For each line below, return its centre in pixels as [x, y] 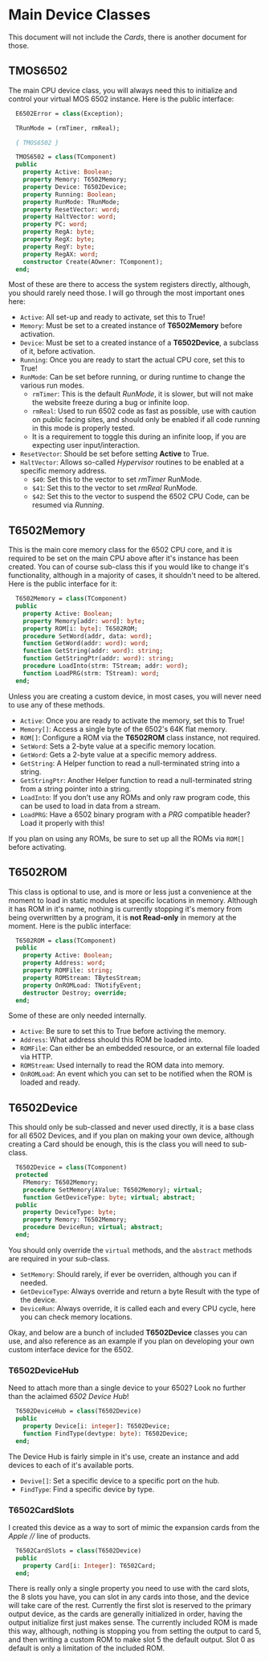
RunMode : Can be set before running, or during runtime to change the [132, 377]
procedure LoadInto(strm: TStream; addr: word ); [106, 666]
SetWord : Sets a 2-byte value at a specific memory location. [118, 746]
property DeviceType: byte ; [69, 1212]
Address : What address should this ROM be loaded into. [111, 1040]
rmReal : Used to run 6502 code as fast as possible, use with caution [144, 411]
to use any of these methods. [57, 704]
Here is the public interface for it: [63, 584]
